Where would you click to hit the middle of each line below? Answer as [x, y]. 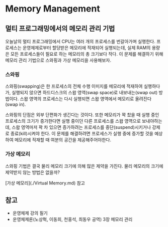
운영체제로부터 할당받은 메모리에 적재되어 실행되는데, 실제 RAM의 [87, 48]
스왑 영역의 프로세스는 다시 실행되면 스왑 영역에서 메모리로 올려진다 [86, 99]
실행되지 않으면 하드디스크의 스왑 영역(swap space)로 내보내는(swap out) [85, 93]
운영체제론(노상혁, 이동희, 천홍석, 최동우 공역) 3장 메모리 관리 [72, 219]
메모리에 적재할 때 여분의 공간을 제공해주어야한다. [63, 140]
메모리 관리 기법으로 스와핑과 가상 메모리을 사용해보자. [58, 60]
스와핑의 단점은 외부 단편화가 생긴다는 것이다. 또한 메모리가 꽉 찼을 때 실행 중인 [82, 115]
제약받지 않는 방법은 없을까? [33, 172]
